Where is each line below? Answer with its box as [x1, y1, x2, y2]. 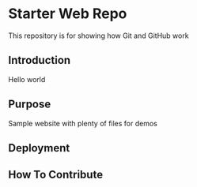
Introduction [8, 54, 71, 67]
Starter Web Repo [8, 5, 127, 23]
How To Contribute [8, 168, 104, 181]
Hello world [8, 74, 46, 84]
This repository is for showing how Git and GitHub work [8, 31, 189, 40]
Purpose [8, 98, 51, 111]
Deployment [8, 141, 70, 155]
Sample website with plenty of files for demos [8, 118, 158, 128]
